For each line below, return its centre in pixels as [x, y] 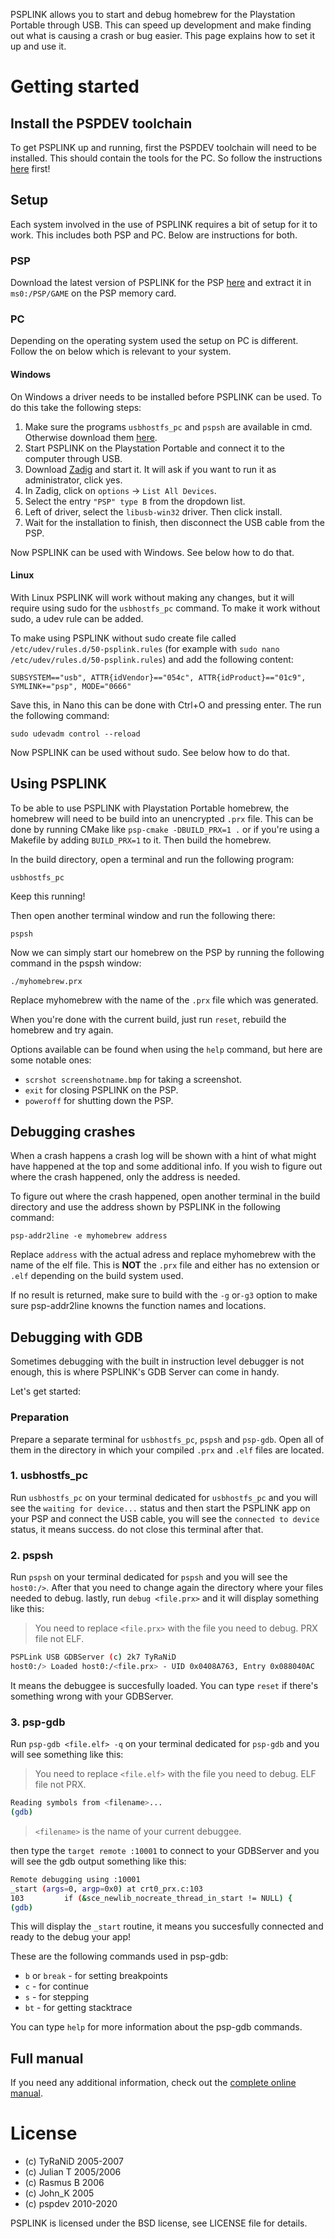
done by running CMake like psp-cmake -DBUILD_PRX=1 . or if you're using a [165, 829]
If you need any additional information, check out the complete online [153, 2083]
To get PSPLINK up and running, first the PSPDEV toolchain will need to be [163, 147]
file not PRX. [60, 1785]
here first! [30, 168]
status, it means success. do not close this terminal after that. [137, 1529]
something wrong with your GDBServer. [92, 1696]
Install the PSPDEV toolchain [101, 123]
